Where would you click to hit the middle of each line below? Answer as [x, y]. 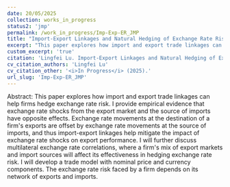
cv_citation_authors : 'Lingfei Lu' [58, 64]
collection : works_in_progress [52, 20]
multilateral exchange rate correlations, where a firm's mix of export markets [115, 147]
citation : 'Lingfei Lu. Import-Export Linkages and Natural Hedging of [111, 58]
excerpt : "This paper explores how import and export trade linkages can [115, 45]
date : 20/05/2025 [32, 13]
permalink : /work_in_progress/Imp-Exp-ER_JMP [73, 33]
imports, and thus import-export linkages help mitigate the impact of [103, 133]
